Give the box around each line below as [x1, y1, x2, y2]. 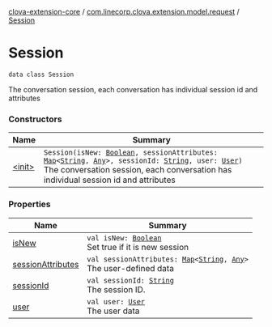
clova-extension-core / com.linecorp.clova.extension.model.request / [8, 7, 240, 16]
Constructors [8, 113, 62, 125]
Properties [8, 198, 51, 210]
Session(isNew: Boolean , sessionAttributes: [43, 148, 219, 157]
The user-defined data [86, 262, 174, 274]
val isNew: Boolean [86, 233, 162, 242]
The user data [86, 305, 140, 316]
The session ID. [86, 283, 146, 295]
